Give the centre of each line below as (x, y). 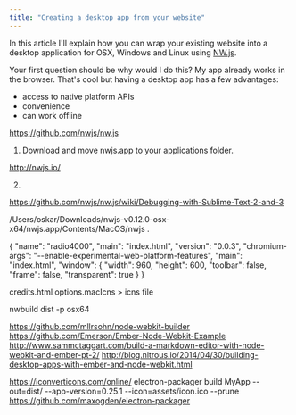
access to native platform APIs (78, 96)
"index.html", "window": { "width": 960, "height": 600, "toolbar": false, (138, 265)
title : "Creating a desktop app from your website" (107, 17)
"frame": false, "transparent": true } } (77, 274)
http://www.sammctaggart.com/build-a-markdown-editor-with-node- (137, 345)
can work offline (52, 115)
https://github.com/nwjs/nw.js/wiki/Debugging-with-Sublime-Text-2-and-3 (147, 202)
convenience (46, 106)
